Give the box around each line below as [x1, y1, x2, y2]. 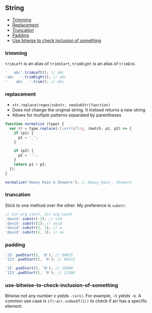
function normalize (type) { [5, 122, 64, 127]
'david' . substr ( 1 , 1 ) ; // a [5, 225, 62, 230]
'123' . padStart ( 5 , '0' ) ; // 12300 [5, 270, 76, 276]
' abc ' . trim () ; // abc [5, 79, 64, 84]
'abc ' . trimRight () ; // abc [5, 74, 67, 79]
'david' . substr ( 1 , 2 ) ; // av [5, 230, 64, 235]
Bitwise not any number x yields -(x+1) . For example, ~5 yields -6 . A [5, 293, 141, 299]
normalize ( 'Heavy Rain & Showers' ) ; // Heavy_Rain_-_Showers [5, 180, 132, 184]
